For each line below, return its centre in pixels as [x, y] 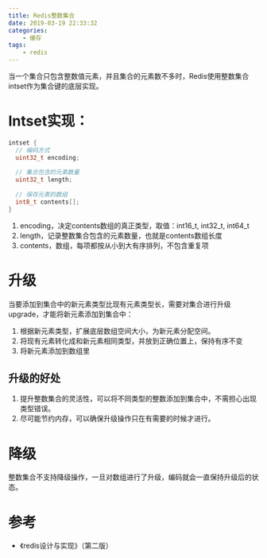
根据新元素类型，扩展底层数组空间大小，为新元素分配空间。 [117, 331]
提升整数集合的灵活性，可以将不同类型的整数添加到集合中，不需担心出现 [138, 399]
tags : [17, 45]
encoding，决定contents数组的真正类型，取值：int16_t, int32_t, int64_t [135, 225]
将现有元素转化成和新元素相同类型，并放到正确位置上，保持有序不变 [131, 341]
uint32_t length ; [44, 180]
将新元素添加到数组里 [54, 351]
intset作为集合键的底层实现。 [56, 86]
